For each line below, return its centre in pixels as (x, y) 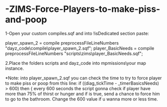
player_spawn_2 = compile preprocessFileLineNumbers (62, 43)
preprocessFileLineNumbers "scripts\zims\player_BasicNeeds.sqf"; (74, 53)
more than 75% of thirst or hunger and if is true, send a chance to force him (83, 94)
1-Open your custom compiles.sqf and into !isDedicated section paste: (77, 33)
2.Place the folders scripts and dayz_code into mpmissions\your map (76, 63)
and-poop (26, 20)
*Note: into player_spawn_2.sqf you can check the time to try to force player (83, 78)
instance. (15, 68)
